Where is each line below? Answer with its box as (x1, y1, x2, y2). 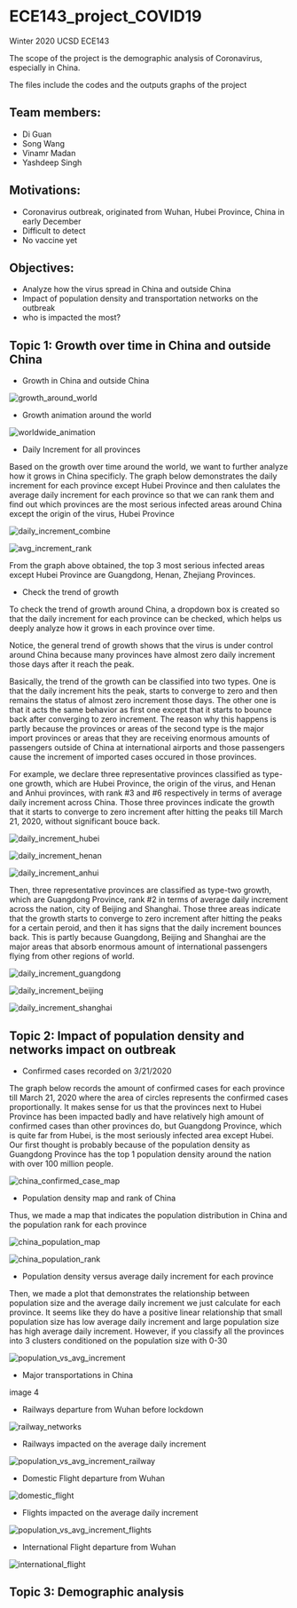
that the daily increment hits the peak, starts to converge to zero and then (9, 685, 277, 696)
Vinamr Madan (21, 147, 76, 158)
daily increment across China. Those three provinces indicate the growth (9, 797, 275, 808)
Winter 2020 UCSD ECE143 (9, 36, 110, 46)
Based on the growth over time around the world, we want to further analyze (9, 462, 288, 472)
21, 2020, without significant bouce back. (9, 816, 160, 827)
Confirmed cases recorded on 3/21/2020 (21, 1065, 172, 1076)
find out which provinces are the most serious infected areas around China (9, 499, 282, 510)
